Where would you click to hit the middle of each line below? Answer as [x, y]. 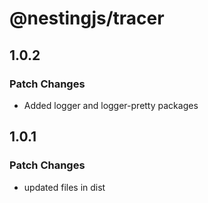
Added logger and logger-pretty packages [111, 105]
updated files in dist [64, 187]
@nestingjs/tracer [87, 18]
